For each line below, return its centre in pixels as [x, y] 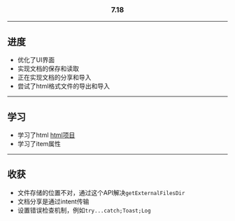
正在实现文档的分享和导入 [54, 78]
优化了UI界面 [36, 60]
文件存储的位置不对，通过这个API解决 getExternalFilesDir [101, 192]
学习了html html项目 [46, 135]
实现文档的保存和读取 [48, 69]
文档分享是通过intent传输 [53, 201]
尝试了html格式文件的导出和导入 [64, 86]
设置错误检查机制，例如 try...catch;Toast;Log [84, 210]
